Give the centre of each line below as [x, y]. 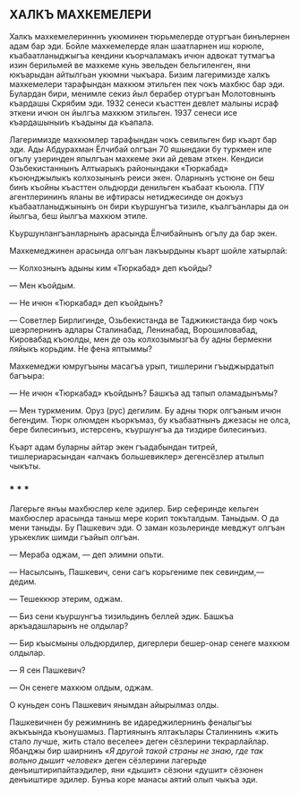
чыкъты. [25, 466]
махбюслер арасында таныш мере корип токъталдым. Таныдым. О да [144, 519]
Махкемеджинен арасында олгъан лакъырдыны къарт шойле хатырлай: [149, 250]
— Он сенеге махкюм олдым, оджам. [81, 688]
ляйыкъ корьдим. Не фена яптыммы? [81, 348]
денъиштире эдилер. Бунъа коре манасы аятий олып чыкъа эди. [133, 780]
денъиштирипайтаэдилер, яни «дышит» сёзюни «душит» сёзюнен [137, 770]
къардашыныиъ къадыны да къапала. [81, 122]
